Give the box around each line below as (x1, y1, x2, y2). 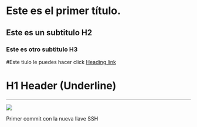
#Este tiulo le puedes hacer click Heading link (6, 58, 116, 65)
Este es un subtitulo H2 (6, 28, 93, 38)
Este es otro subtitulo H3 (6, 45, 78, 54)
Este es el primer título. (6, 4, 121, 18)
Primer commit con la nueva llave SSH (6, 115, 98, 122)
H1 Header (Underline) (6, 79, 117, 92)
